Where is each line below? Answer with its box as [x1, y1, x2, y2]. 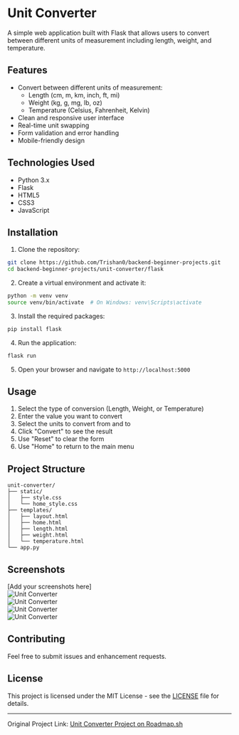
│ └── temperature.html [7, 538, 84, 545]
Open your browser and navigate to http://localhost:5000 [17, 365, 191, 374]
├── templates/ [7, 507, 53, 514]
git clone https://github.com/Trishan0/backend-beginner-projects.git [7, 259, 221, 266]
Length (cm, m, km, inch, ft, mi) [28, 90, 120, 99]
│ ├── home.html [7, 519, 62, 527]
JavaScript [17, 206, 50, 214]
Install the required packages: [17, 312, 105, 320]
